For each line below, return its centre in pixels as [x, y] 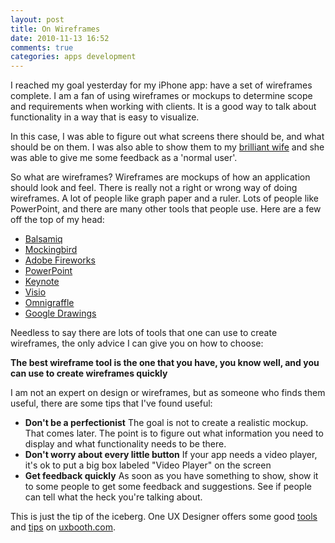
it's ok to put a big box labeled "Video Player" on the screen [148, 465]
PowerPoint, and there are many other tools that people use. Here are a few [166, 209]
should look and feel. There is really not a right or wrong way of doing [154, 188]
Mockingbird [51, 250]
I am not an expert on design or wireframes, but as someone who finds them [168, 393]
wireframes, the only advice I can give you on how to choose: [137, 343]
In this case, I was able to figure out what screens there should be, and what [167, 137]
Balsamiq [43, 239]
